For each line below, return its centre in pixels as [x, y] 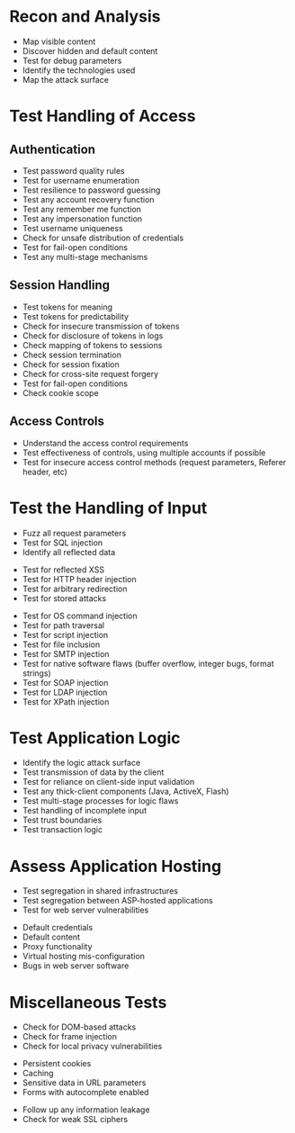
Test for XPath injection [66, 701]
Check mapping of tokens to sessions [92, 345]
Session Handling [60, 285]
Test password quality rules [73, 171]
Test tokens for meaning [67, 307]
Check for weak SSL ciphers [75, 1120]
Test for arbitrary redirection [75, 589]
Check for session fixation [71, 364]
